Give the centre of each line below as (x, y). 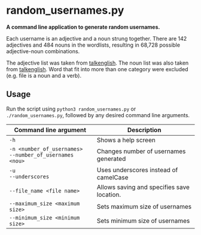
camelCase (112, 177)
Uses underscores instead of (137, 170)
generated (111, 158)
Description (144, 130)
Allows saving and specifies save (143, 187)
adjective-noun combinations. (43, 51)
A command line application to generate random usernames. (83, 27)
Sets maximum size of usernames (144, 206)
